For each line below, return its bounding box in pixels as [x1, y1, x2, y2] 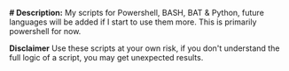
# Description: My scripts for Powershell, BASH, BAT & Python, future [9, 8, 264, 18]
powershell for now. [9, 26, 82, 36]
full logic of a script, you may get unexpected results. [9, 53, 204, 62]
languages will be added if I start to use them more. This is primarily [9, 17, 257, 27]
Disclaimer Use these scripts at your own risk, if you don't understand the [9, 43, 280, 53]
